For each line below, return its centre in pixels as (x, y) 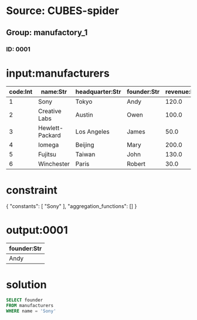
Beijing (85, 145)
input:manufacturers (58, 73)
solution (26, 285)
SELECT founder (25, 300)
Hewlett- (50, 128)
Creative (50, 111)
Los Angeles (93, 132)
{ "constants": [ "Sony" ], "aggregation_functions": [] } (72, 206)
